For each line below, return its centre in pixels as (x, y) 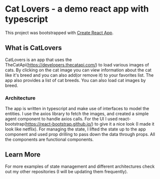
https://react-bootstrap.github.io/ (59, 124)
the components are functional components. (49, 140)
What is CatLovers (33, 48)
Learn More (23, 155)
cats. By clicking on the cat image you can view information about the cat (78, 70)
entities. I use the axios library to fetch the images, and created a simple (77, 114)
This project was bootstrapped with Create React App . (59, 33)
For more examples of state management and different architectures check (80, 166)
